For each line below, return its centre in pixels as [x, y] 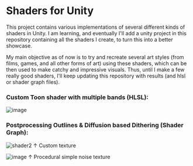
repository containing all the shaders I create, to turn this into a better [90, 39]
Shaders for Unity [50, 11]
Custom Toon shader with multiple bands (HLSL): [77, 97]
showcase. [19, 46]
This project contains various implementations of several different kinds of [96, 27]
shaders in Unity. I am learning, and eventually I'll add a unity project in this [96, 33]
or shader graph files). [33, 82]
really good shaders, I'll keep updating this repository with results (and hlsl [96, 76]
